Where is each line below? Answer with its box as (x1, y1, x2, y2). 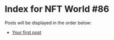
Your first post (11, 29, 41, 35)
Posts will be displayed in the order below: (4, 20, 92, 26)
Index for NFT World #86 (4, 3, 109, 15)
